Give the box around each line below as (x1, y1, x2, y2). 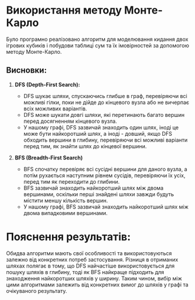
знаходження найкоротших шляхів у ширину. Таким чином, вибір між (6, 275, 182, 282)
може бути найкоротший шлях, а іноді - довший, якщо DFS (23, 130, 173, 137)
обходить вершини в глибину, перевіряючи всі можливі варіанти (23, 136, 188, 144)
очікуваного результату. (6, 287, 67, 294)
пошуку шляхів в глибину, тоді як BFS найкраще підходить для (6, 268, 164, 275)
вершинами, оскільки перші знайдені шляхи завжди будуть (23, 190, 174, 198)
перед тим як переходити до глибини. (23, 178, 120, 185)
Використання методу (6, 4, 122, 17)
